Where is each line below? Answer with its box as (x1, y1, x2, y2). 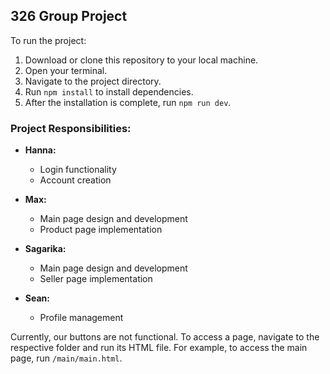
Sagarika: (24, 243, 67, 255)
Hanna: (24, 144, 57, 156)
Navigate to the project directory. (24, 75, 162, 87)
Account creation (39, 174, 112, 186)
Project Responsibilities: (10, 121, 132, 135)
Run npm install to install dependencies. (24, 85, 194, 98)
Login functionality (39, 164, 117, 176)
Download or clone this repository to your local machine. (24, 54, 259, 66)
